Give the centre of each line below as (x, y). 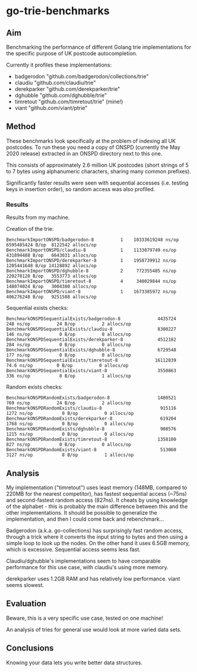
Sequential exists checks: (37, 308)
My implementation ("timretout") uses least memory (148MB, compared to (97, 487)
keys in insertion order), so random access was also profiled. (81, 189)
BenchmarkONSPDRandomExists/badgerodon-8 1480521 (91, 398)
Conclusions (30, 648)
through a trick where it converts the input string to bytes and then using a (97, 537)
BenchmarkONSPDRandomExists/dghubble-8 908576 (91, 429)
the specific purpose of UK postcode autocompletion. (72, 53)
